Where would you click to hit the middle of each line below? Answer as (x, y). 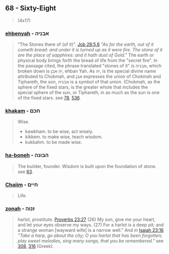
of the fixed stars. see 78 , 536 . (49, 98)
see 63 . (25, 172)
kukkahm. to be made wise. (53, 142)
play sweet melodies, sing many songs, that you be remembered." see (90, 241)
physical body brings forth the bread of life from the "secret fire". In (87, 60)
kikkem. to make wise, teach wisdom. (64, 137)
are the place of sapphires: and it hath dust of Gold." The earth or (86, 55)
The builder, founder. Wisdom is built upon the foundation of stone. (87, 166)
